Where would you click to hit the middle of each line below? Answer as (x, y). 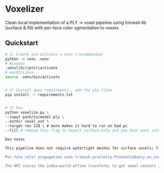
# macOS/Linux (20, 73)
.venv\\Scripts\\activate (31, 68)
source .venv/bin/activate (32, 77)
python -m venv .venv (27, 59)
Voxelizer (24, 9)
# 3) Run (14, 108)
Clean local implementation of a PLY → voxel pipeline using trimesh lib (76, 22)
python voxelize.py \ (27, 112)
